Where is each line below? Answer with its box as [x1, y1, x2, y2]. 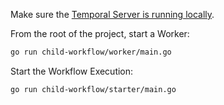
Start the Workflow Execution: [10, 65, 134, 77]
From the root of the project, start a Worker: [10, 28, 190, 39]
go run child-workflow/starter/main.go [10, 84, 177, 94]
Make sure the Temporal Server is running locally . [10, 9, 215, 20]
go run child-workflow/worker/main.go [10, 47, 172, 57]
